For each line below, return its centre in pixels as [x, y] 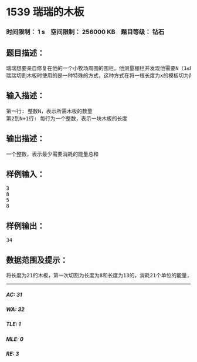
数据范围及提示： [37, 260]
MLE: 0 [15, 339]
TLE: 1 [13, 324]
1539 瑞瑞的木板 [45, 12]
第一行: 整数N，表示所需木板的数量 [49, 111]
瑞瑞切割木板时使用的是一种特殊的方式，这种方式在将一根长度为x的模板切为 [98, 75]
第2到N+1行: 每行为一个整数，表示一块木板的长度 [67, 118]
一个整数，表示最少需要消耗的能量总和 [52, 154]
